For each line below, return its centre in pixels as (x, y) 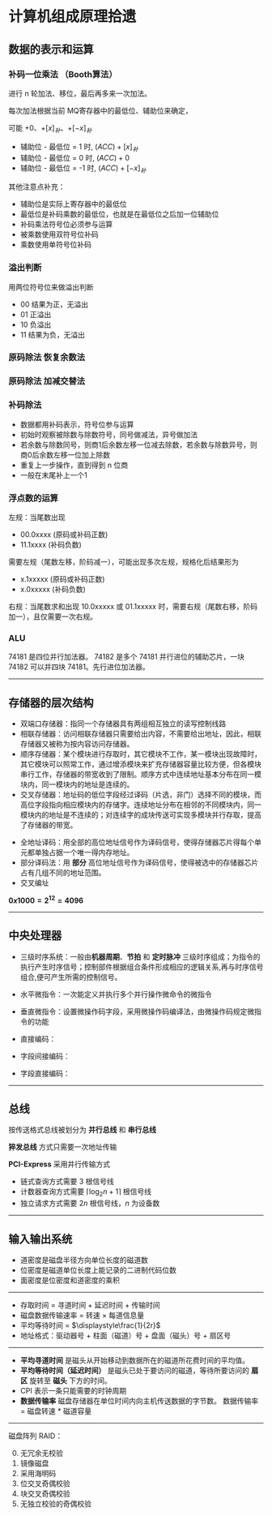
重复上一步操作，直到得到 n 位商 (74, 465)
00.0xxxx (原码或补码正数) (64, 535)
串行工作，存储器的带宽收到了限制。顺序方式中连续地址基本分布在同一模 (140, 775)
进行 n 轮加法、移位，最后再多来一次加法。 (80, 93)
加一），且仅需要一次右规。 (53, 616)
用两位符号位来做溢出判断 (51, 287)
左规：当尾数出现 (37, 517)
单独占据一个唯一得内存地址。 (84, 852)
